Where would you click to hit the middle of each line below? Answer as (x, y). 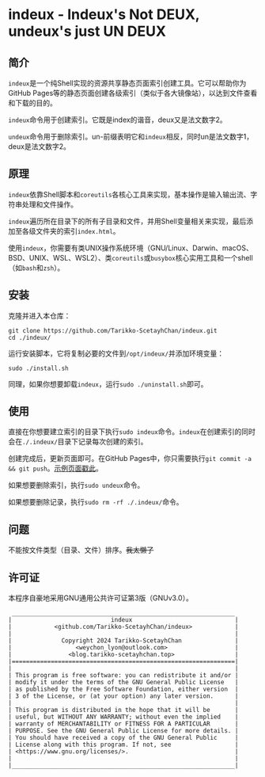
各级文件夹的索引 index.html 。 (71, 230)
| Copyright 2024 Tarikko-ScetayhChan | (123, 641)
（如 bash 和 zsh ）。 (36, 268)
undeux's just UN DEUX (87, 31)
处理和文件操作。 (49, 204)
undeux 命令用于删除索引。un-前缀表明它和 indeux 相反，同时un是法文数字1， (131, 137)
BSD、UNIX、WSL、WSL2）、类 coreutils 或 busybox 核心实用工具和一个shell (131, 257)
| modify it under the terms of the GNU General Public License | (123, 683)
